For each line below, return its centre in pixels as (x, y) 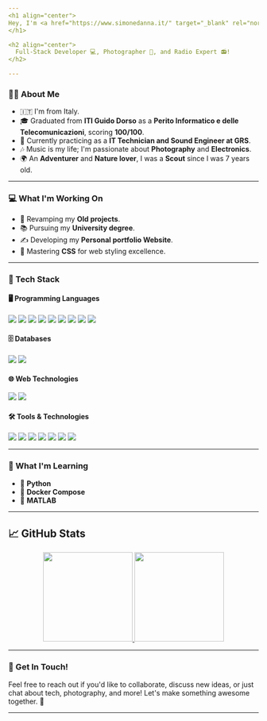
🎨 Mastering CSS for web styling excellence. (93, 251)
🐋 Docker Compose (52, 492)
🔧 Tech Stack (34, 279)
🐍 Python (35, 483)
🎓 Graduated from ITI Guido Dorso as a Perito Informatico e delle (129, 121)
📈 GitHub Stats (47, 534)
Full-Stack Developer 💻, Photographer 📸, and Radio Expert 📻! (123, 52)
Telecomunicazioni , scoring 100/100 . (82, 133)
